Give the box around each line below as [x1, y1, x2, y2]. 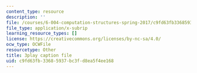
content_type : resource [6, 8, 64, 15]
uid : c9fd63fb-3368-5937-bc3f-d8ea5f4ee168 [6, 58, 114, 64]
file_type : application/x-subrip [6, 25, 88, 31]
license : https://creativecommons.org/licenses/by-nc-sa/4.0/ [6, 36, 161, 42]
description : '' [6, 14, 46, 20]
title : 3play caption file [6, 52, 72, 58]
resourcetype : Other [6, 47, 57, 53]
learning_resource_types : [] [6, 31, 77, 36]
